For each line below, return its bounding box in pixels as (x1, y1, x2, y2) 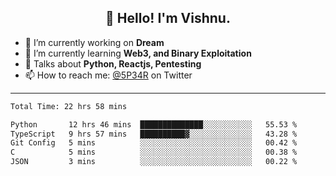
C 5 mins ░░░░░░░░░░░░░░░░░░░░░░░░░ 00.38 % (10, 147, 298, 158)
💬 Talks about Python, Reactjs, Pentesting (24, 57, 202, 70)
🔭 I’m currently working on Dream (24, 36, 165, 48)
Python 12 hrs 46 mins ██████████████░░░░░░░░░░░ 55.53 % (10, 119, 298, 130)
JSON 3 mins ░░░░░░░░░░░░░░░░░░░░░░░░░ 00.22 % (10, 157, 298, 167)
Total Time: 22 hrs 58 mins (10, 101, 128, 111)
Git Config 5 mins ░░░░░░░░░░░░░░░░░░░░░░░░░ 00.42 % (10, 138, 298, 148)
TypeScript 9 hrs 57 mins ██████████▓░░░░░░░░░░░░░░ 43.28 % (10, 129, 298, 139)
